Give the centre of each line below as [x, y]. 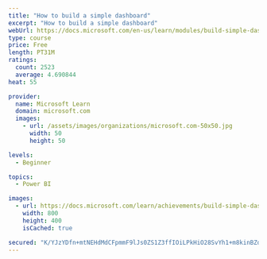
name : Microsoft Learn [53, 104]
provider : [25, 96]
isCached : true [48, 228]
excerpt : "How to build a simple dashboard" [83, 23]
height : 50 [47, 141]
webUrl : [21, 30]
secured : [23, 242]
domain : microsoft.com [53, 111]
